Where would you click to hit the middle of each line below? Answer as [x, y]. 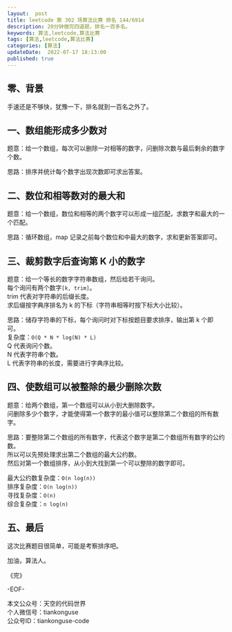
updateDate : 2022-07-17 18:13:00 [57, 53]
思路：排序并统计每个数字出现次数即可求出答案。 [77, 172]
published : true [30, 59]
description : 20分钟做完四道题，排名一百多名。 [69, 26]
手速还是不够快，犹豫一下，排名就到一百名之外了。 [80, 106]
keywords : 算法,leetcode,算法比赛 [54, 33]
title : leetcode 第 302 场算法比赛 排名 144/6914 [76, 20]
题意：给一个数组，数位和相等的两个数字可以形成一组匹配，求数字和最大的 [113, 214]
